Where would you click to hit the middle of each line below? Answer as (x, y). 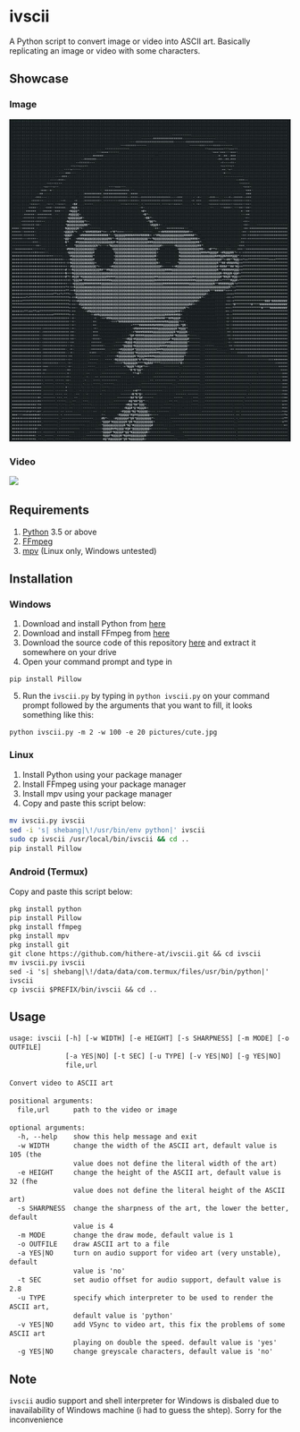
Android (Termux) (49, 872)
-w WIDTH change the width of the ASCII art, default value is (147, 1146)
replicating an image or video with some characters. (105, 50)
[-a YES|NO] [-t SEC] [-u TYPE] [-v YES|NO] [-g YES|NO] (173, 1057)
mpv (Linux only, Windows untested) (89, 550)
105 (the (25, 1155)
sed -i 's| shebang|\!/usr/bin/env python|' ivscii (107, 830)
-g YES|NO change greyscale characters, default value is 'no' (146, 1352)
